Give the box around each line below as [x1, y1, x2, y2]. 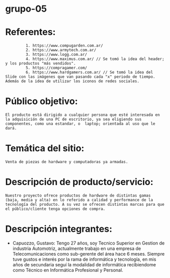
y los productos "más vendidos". [5, 61, 76, 66]
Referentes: [5, 26, 56, 38]
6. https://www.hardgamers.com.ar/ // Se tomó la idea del [25, 70, 153, 75]
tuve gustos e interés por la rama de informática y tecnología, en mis [12, 256, 156, 262]
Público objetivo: [5, 96, 78, 107]
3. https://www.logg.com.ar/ [25, 52, 87, 57]
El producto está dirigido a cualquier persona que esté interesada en [5, 112, 160, 117]
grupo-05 [5, 3, 47, 15]
